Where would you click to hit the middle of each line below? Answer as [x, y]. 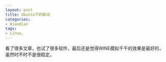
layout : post [19, 10]
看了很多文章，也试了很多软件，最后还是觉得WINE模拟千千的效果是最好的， [85, 48]
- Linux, [14, 33]
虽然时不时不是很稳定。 [30, 54]
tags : [11, 29]
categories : [18, 19]
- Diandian [17, 24]
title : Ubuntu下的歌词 [28, 15]
